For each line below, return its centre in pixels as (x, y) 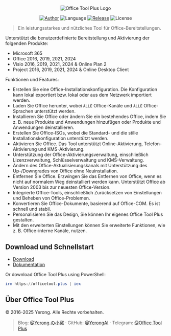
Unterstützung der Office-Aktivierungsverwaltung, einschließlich (81, 155)
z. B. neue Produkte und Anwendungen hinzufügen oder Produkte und (87, 122)
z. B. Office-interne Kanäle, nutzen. (50, 231)
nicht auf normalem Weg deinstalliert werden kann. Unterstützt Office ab (89, 182)
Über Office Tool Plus (40, 300)
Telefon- (153, 144)
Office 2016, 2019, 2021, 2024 (44, 59)
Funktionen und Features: (32, 80)
